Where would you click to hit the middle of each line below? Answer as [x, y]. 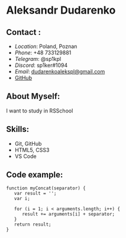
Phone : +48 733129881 [43, 53]
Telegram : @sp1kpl [38, 59]
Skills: [18, 129]
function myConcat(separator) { [46, 188]
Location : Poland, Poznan [46, 46]
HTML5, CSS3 [32, 150]
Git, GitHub [28, 143]
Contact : [24, 32]
